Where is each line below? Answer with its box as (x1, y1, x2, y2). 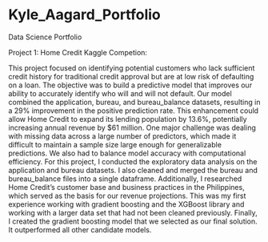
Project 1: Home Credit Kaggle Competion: (8, 47, 148, 57)
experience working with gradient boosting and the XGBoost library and (8, 199, 245, 209)
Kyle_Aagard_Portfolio (8, 6, 162, 24)
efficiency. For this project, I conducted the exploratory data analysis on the (8, 156, 258, 166)
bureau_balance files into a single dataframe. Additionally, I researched (8, 174, 242, 184)
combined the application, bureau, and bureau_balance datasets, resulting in (8, 97, 261, 107)
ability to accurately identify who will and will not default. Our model (8, 88, 232, 98)
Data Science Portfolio (8, 32, 82, 42)
